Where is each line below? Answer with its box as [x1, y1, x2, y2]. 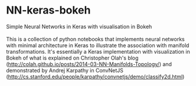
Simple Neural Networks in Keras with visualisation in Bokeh [6, 23, 152, 30]
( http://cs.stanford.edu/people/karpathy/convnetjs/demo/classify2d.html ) [6, 73, 185, 80]
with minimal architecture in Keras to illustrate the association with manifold [6, 42, 190, 49]
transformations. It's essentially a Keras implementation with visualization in [6, 48, 190, 55]
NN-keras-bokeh [6, 4, 91, 17]
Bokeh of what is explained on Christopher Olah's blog [6, 54, 139, 61]
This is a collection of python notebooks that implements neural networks [6, 35, 185, 42]
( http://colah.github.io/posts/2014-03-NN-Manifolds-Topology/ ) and [6, 60, 172, 68]
